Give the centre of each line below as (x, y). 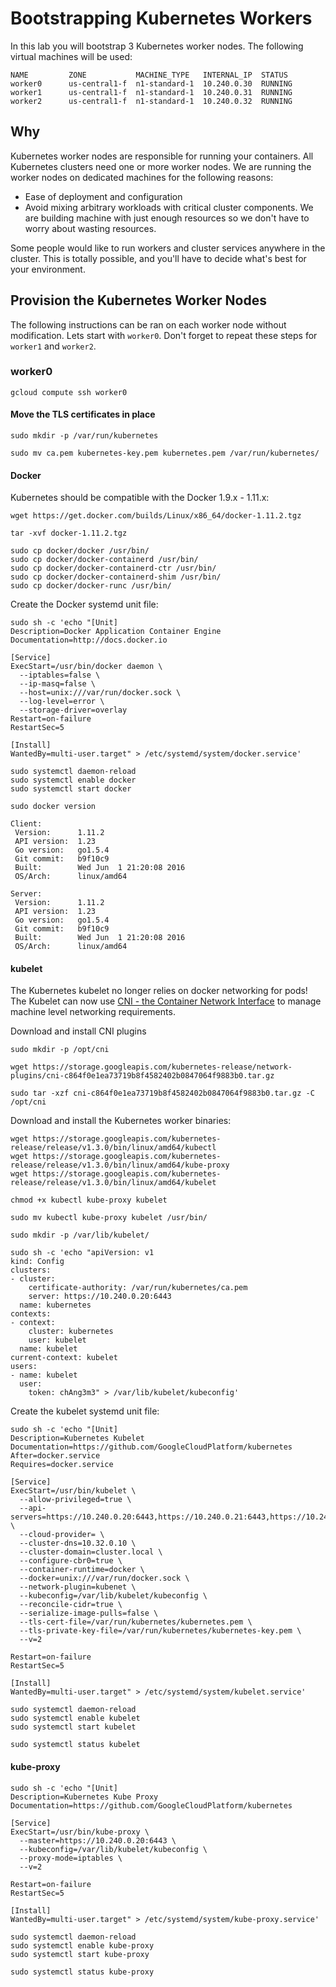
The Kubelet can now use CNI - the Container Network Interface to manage (166, 1001)
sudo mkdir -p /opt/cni (60, 1050)
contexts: (31, 1314)
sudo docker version (53, 807)
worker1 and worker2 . (53, 346)
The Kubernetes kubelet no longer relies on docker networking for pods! (159, 991)
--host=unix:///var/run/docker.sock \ (100, 693)
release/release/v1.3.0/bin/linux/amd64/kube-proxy (120, 1165)
